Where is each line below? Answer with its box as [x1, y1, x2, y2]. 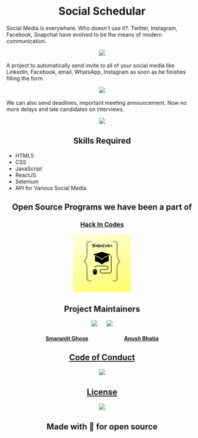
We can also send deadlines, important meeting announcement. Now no [6, 99, 187, 106]
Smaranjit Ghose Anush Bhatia [45, 335, 159, 342]
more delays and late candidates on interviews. [6, 105, 125, 113]
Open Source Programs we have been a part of [12, 202, 193, 213]
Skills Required [73, 136, 131, 146]
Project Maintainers [64, 304, 140, 314]
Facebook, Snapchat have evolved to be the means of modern [6, 30, 162, 38]
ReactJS [15, 171, 36, 178]
